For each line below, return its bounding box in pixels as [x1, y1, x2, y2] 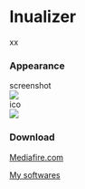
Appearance [9, 59, 65, 72]
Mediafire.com [9, 152, 64, 163]
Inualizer [9, 6, 77, 27]
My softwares [9, 169, 61, 180]
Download [9, 131, 56, 143]
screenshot [9, 80, 52, 91]
